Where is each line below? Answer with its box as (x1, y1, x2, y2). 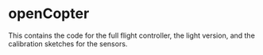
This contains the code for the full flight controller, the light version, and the (8, 31, 256, 40)
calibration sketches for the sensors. (8, 38, 128, 48)
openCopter (8, 5, 90, 23)
